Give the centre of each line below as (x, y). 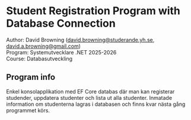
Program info (31, 77)
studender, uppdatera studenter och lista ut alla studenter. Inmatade (89, 98)
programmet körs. (28, 110)
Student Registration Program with (93, 11)
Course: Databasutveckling (39, 59)
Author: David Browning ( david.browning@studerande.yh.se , (80, 40)
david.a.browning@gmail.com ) (44, 46)
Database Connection (61, 23)
